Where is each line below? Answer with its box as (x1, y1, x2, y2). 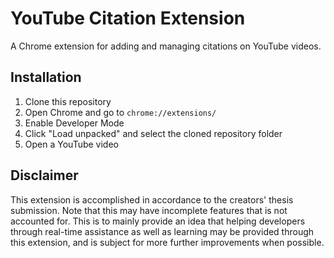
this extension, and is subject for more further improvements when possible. (10, 236, 325, 248)
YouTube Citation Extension (10, 7, 246, 30)
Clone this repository (24, 95, 112, 107)
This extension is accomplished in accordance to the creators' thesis (10, 193, 294, 206)
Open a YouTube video (24, 138, 119, 150)
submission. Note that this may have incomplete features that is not (10, 204, 288, 216)
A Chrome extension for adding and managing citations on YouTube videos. (10, 40, 322, 52)
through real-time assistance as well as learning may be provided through (10, 225, 315, 237)
